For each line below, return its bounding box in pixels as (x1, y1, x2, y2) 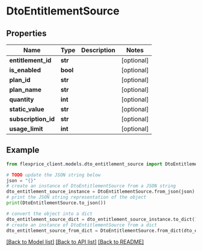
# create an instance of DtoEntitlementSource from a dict (6, 222, 158, 228)
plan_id (9, 76, 31, 84)
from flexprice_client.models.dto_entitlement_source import (6, 161, 163, 167)
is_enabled (9, 66, 41, 74)
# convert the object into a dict (6, 211, 93, 217)
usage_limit (9, 125, 43, 133)
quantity (9, 95, 34, 104)
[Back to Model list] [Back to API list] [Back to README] (6, 238, 144, 246)
